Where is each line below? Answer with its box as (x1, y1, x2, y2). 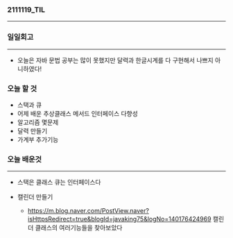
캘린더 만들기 (17, 193, 53, 201)
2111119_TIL (7, 5, 46, 15)
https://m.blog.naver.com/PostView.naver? (27, 207, 149, 215)
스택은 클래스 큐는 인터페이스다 (17, 178, 101, 187)
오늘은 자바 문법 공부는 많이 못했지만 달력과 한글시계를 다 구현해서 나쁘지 (17, 56, 214, 64)
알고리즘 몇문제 (17, 118, 59, 126)
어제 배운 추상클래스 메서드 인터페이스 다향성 (17, 109, 139, 117)
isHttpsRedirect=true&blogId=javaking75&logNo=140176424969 (27, 215, 212, 223)
